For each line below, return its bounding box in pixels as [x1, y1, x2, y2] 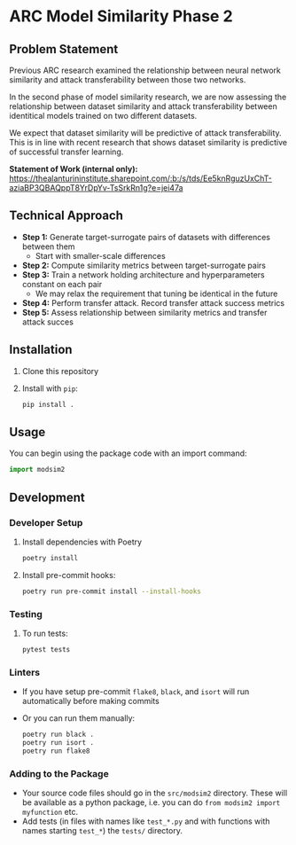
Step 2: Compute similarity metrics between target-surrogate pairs [21, 260, 266, 270]
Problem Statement [9, 42, 119, 57]
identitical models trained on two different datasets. [9, 111, 198, 121]
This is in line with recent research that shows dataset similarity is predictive [9, 137, 288, 147]
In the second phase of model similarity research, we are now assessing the [9, 91, 287, 102]
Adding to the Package [9, 767, 109, 779]
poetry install [21, 553, 79, 562]
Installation [9, 342, 73, 357]
